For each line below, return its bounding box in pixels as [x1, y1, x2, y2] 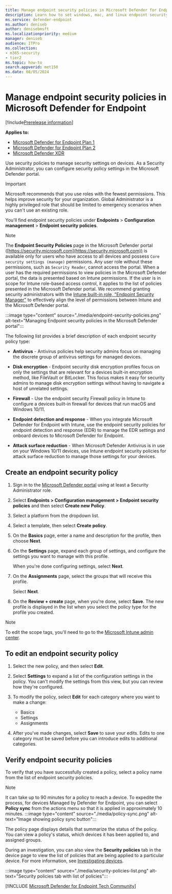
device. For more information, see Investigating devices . [5, 858, 124, 864]
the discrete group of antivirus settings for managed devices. [12, 354, 142, 360]
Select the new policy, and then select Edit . [12, 663, 104, 669]
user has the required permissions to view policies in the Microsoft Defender [5, 269, 167, 276]
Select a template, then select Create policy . [12, 522, 107, 528]
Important [5, 180, 26, 187]
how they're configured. [12, 683, 64, 690]
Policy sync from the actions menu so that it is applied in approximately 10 [5, 805, 162, 812]
